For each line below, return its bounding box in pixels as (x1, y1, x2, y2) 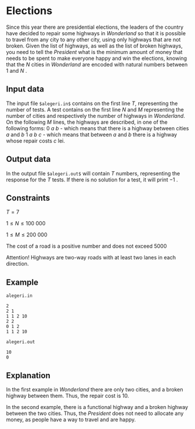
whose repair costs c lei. (6, 137, 66, 144)
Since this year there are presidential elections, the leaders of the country (6, 23, 184, 31)
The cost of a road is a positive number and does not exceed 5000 (6, 242, 167, 250)
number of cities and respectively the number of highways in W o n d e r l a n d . (6, 112, 186, 119)
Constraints (6, 192, 50, 203)
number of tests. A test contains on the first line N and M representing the (6, 106, 184, 113)
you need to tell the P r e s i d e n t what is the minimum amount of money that (6, 48, 183, 55)
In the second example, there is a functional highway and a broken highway (6, 404, 189, 410)
